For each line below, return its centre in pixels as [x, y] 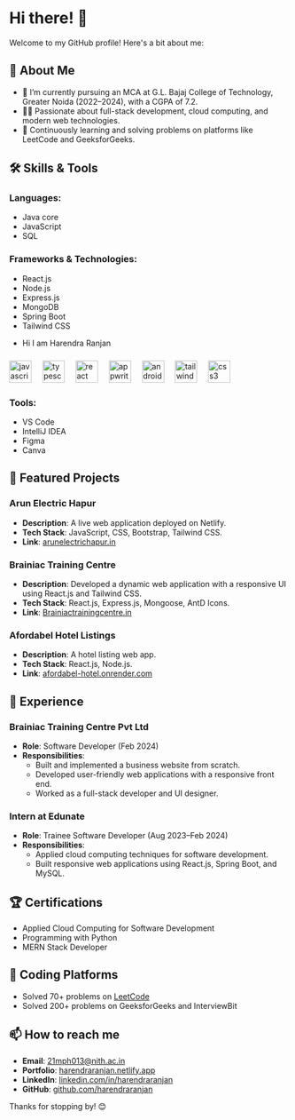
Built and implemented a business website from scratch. [138, 765]
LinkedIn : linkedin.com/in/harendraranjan [97, 1079]
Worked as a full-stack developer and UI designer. [127, 793]
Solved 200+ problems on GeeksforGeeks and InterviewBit [129, 1005]
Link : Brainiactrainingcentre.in [77, 612]
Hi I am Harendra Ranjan [66, 343]
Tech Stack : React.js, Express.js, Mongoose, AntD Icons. [126, 602]
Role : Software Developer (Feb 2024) [90, 746]
